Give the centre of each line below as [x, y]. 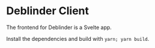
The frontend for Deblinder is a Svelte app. [59, 27]
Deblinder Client [47, 11]
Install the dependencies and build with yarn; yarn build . [78, 39]
